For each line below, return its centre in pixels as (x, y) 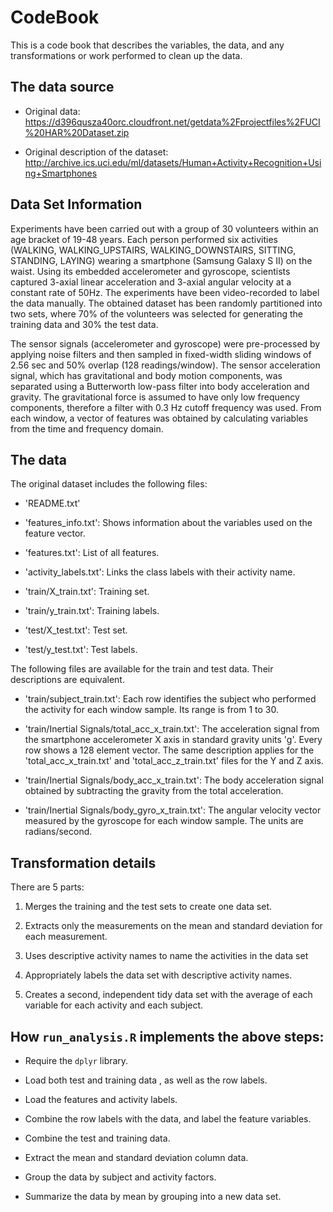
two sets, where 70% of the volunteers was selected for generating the (157, 313)
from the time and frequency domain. (87, 428)
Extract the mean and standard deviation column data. (136, 1157)
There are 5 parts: (47, 887)
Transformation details (83, 862)
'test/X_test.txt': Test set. (76, 630)
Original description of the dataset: (96, 152)
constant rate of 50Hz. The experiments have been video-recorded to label (165, 292)
